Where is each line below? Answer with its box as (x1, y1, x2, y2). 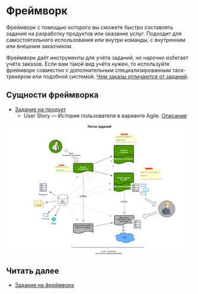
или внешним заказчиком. (6, 43, 73, 50)
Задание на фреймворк (14, 282, 75, 289)
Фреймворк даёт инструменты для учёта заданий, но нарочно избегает (6, 54, 189, 61)
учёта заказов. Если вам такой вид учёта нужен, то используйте (6, 60, 170, 67)
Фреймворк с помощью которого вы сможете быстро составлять (6, 24, 174, 31)
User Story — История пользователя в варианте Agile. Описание (23, 112, 187, 119)
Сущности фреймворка (6, 90, 99, 100)
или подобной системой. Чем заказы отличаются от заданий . (32, 73, 189, 80)
